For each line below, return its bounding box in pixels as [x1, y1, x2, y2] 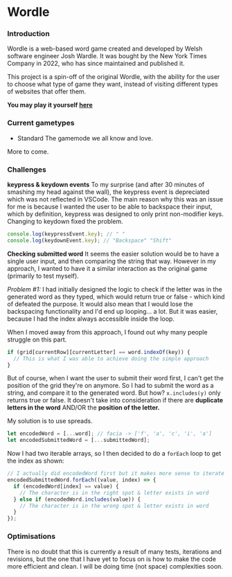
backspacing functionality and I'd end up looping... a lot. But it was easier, [7, 307, 218, 315]
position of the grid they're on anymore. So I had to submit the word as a [7, 382, 214, 390]
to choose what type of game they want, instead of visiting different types [7, 80, 218, 89]
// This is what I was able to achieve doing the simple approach [13, 355, 209, 362]
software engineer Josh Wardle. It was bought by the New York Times [7, 52, 207, 60]
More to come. [7, 147, 49, 156]
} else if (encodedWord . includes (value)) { [13, 496, 141, 503]
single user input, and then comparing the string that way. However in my [7, 257, 217, 265]
